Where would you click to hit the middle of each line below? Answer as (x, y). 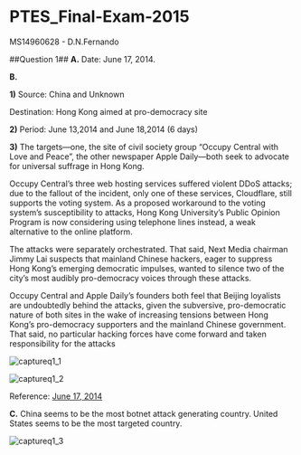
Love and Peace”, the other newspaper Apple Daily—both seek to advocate (150, 156)
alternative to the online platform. (71, 232)
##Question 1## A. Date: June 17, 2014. (82, 59)
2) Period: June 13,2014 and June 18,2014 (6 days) (104, 129)
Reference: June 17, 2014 (56, 396)
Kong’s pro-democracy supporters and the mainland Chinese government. (148, 324)
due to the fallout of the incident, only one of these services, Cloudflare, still (150, 193)
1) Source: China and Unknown (67, 94)
